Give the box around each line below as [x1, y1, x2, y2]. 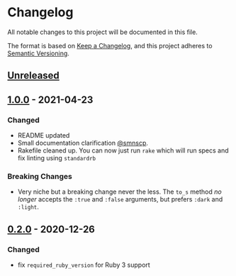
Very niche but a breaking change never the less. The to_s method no [17, 187, 222, 196]
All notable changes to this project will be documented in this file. [7, 28, 198, 36]
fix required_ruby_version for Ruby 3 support [17, 260, 150, 269]
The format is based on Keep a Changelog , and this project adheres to [7, 41, 213, 50]
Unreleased [7, 70, 60, 82]
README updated [17, 131, 70, 140]
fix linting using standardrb [17, 154, 96, 162]
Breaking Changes [7, 171, 73, 181]
